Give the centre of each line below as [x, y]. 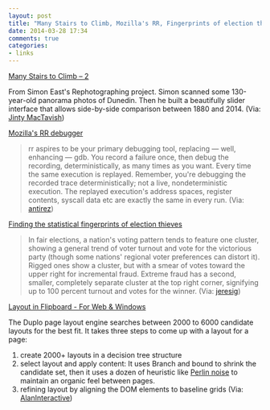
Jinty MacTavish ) [37, 117]
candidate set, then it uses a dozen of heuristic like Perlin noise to [129, 372]
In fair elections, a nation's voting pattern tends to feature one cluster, [143, 240]
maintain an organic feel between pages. [87, 381]
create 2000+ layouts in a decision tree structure [101, 355]
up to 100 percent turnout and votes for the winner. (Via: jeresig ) [134, 291]
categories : [28, 46]
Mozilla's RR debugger [46, 133]
